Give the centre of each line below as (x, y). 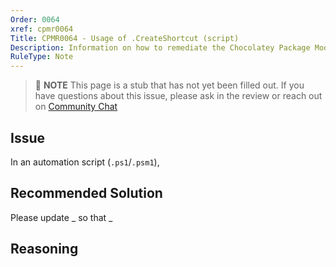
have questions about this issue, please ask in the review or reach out (178, 96)
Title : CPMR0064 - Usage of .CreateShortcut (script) (125, 38)
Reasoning (44, 249)
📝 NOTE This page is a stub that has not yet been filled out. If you (169, 85)
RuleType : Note (42, 57)
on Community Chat (76, 107)
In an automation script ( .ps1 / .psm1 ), (85, 162)
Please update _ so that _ (61, 217)
